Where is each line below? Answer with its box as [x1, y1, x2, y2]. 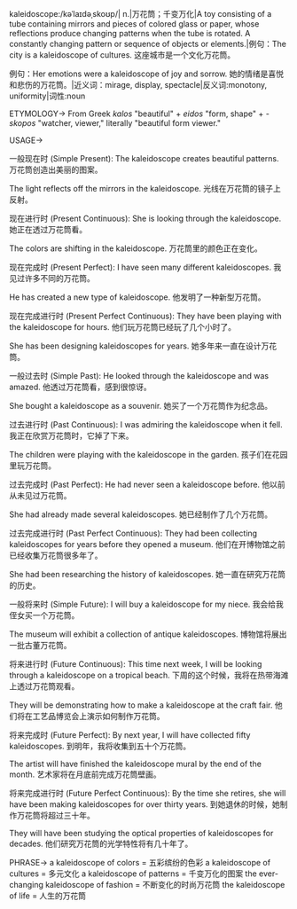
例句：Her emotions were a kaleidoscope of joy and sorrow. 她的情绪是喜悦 [9, 68, 285, 79]
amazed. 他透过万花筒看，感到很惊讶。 [9, 381, 152, 392]
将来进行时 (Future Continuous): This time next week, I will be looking [9, 659, 262, 669]
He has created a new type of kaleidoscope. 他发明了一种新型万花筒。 [9, 292, 266, 302]
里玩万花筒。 [9, 460, 56, 471]
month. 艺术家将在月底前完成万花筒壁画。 [9, 769, 161, 780]
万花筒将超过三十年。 [16, 811, 95, 820]
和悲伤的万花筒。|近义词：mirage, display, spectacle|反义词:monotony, [9, 80, 268, 90]
